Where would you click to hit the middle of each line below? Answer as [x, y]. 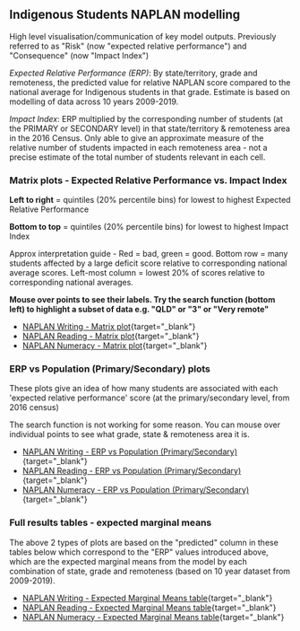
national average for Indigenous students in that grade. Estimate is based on [150, 92]
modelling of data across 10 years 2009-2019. [94, 101]
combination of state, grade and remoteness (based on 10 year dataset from [150, 571]
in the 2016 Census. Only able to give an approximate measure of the [137, 137]
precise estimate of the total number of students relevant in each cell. [137, 157]
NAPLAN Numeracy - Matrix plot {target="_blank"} [115, 346]
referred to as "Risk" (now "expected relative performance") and [128, 46]
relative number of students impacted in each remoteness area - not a [138, 147]
